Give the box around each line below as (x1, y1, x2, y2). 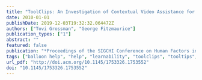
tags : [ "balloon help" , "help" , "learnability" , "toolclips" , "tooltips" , (6, 54, 198, 60)
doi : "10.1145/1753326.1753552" (6, 64, 87, 71)
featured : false (6, 43, 47, 49)
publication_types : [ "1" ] (6, 31, 71, 37)
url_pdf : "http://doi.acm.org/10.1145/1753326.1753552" (6, 59, 149, 65)
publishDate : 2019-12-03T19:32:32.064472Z (6, 20, 114, 26)
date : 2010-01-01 (6, 14, 50, 20)
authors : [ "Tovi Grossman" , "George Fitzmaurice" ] (6, 25, 136, 32)
